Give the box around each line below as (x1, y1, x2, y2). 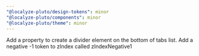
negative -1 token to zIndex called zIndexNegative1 (6, 43, 133, 50)
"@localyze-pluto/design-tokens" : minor (6, 8, 110, 15)
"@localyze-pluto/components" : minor (6, 14, 101, 20)
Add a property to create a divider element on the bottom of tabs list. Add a (6, 37, 194, 44)
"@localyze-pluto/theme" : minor (6, 20, 87, 26)
